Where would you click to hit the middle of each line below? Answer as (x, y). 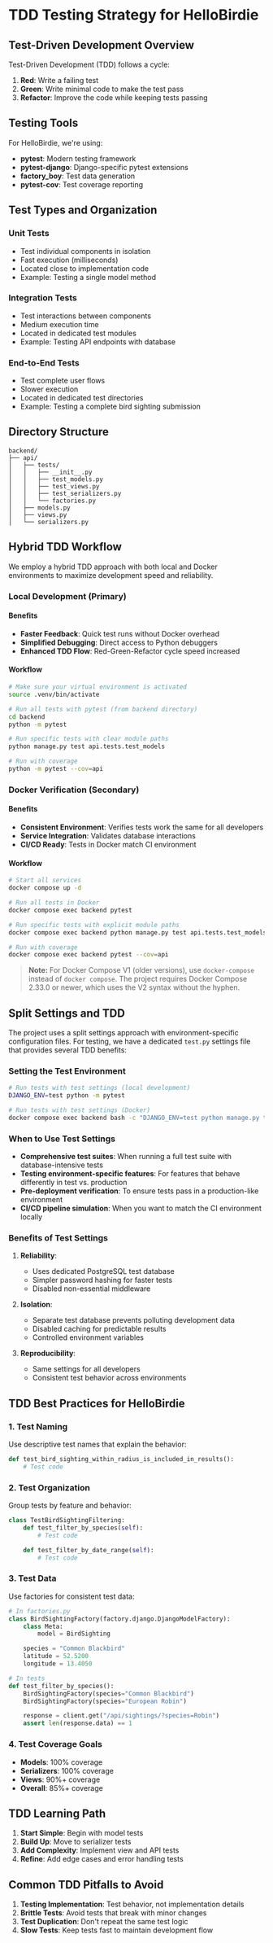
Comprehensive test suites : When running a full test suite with (126, 1157)
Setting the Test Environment (67, 1070)
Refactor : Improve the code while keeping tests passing (114, 98)
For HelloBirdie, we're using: (56, 142)
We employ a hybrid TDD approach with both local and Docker (113, 567)
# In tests (27, 1678)
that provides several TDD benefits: (68, 1050)
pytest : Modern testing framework (78, 158)
